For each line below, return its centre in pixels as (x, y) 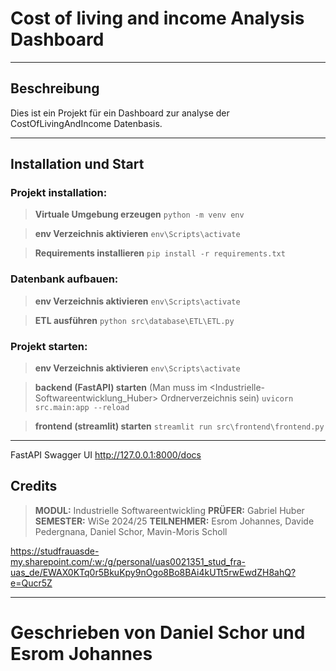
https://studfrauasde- (55, 551)
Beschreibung (55, 88)
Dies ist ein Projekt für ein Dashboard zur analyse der (120, 113)
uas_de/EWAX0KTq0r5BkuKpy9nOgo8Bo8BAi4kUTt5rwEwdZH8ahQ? (153, 572)
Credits (34, 486)
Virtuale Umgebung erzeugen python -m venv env (139, 214)
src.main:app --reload (82, 408)
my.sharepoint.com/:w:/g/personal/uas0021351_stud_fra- (128, 561)
